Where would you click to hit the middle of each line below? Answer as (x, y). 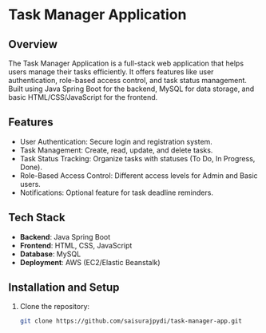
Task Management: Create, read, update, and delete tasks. (116, 150)
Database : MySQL (50, 254)
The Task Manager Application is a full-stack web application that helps (126, 63)
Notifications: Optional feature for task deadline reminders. (117, 192)
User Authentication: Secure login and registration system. (116, 141)
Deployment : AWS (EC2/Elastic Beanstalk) (90, 262)
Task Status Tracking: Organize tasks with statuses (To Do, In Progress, (137, 158)
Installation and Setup (64, 288)
